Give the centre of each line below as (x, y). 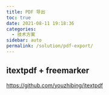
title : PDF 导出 (26, 12)
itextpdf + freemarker (48, 71)
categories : (21, 29)
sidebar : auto (24, 40)
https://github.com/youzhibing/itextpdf (54, 85)
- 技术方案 (24, 35)
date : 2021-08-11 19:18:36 (40, 23)
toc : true (19, 18)
